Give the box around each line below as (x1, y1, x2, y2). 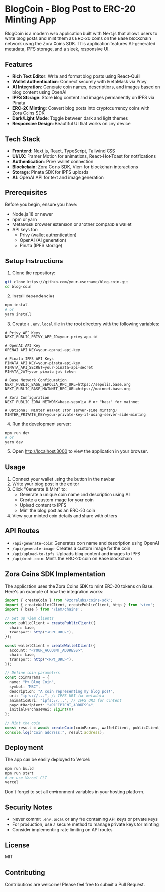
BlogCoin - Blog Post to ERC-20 (5, 3, 136, 15)
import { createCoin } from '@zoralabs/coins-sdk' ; (5, 598, 113, 603)
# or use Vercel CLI (5, 775, 48, 780)
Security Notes (5, 803, 53, 812)
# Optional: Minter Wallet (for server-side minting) (5, 408, 118, 413)
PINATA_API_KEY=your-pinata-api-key (5, 360, 80, 366)
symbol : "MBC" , (9, 684, 41, 689)
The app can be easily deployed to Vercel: (5, 756, 91, 763)
